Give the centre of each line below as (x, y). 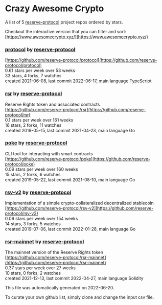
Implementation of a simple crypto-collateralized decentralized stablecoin (80, 203)
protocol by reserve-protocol (40, 49)
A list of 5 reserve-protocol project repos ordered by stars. (64, 22)
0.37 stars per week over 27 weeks (40, 268)
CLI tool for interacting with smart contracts (49, 153)
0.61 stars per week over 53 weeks (40, 70)
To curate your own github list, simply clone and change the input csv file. (80, 297)
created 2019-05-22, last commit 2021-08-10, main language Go (70, 180)
